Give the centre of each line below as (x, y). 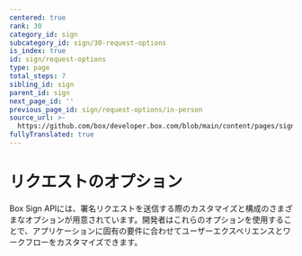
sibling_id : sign (42, 84)
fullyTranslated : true (52, 135)
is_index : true (38, 51)
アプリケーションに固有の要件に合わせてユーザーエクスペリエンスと (158, 231)
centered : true (38, 18)
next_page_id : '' (42, 101)
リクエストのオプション (96, 182)
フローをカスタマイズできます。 (84, 242)
